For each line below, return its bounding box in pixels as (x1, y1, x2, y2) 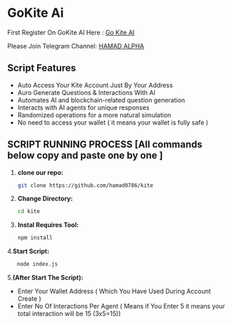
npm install (17, 234, 53, 242)
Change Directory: (17, 195, 73, 203)
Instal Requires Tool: (17, 221, 79, 229)
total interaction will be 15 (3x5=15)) (17, 309, 121, 318)
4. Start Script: (7, 247, 50, 256)
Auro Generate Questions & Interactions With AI (17, 88, 156, 96)
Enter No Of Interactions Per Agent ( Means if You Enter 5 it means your (17, 302, 226, 311)
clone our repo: (17, 168, 63, 176)
